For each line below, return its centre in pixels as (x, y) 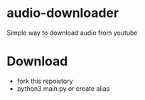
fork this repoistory (45, 81)
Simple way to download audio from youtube (72, 33)
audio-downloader (63, 13)
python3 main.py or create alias (63, 88)
